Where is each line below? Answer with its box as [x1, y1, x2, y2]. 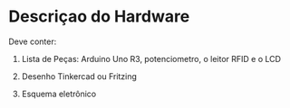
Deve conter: [8, 36, 57, 47]
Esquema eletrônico [21, 88, 97, 99]
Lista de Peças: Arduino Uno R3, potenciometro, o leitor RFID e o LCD [21, 53, 282, 64]
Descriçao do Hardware [8, 6, 190, 27]
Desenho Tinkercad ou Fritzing [21, 70, 138, 82]
